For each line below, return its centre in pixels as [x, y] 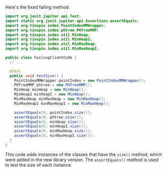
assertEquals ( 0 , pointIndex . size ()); [53, 112]
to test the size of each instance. [39, 165]
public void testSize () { [37, 76]
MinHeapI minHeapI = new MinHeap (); [52, 94]
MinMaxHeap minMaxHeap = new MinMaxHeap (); [60, 99]
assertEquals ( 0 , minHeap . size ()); [50, 122]
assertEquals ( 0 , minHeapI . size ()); [51, 126]
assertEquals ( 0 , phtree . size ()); [49, 117]
